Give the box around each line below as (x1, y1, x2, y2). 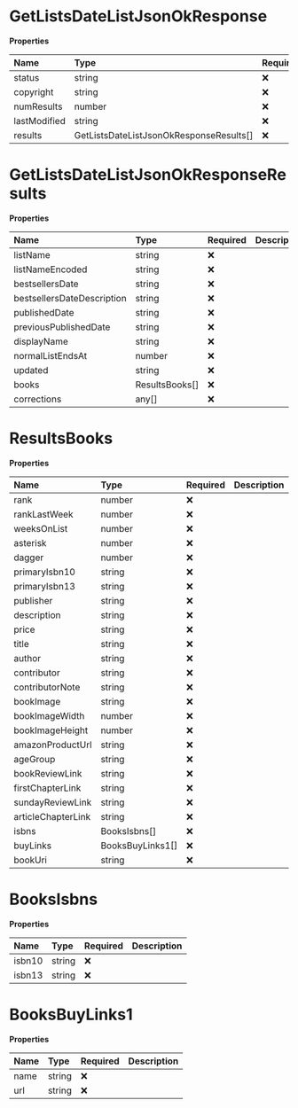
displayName (13, 335, 68, 347)
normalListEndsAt (13, 349, 88, 362)
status (13, 71, 40, 83)
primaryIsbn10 (13, 566, 75, 578)
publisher (13, 594, 53, 606)
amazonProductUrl (13, 738, 92, 751)
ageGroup (13, 753, 56, 765)
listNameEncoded (13, 263, 88, 276)
